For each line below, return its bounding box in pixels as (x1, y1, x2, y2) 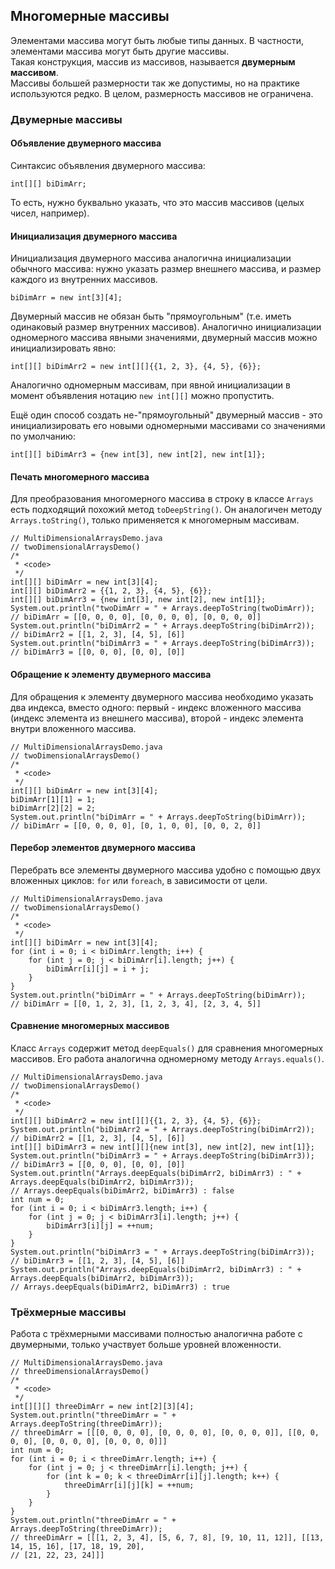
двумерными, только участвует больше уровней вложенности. (10, 1339, 282, 1351)
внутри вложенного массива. (10, 722, 137, 734)
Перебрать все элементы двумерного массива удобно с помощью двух (10, 864, 322, 876)
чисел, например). (10, 207, 90, 219)
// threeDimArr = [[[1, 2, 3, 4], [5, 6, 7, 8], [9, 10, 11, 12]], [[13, (10, 1533, 325, 1543)
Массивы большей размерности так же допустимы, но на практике (10, 77, 300, 89)
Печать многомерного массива (10, 470, 150, 483)
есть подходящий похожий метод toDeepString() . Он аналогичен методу (10, 504, 323, 516)
